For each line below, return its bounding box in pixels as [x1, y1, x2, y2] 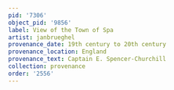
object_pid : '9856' [8, 19, 72, 27]
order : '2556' [8, 70, 55, 77]
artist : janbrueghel [8, 33, 76, 41]
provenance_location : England [8, 48, 107, 56]
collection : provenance [8, 63, 86, 70]
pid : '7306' [8, 11, 47, 20]
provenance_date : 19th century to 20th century [8, 41, 167, 49]
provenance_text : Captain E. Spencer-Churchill [8, 56, 167, 63]
